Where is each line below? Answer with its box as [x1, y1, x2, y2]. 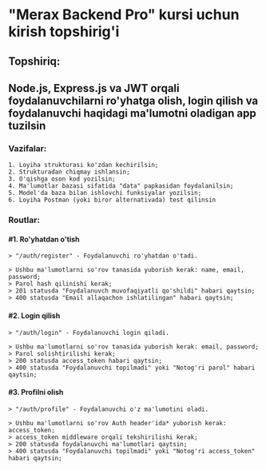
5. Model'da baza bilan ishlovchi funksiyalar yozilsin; [8, 189, 202, 197]
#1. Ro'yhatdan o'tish [8, 234, 80, 244]
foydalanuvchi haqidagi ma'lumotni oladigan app [8, 106, 257, 120]
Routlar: [8, 214, 40, 225]
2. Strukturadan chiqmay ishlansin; [8, 168, 130, 177]
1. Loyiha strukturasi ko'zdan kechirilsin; [8, 161, 159, 169]
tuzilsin [8, 118, 46, 133]
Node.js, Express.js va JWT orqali [8, 82, 180, 95]
